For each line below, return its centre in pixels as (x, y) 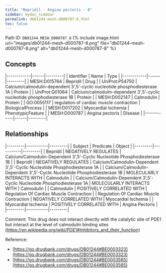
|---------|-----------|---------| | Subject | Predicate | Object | (69, 146)
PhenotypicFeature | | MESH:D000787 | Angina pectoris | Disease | (74, 113)
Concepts (21, 64)
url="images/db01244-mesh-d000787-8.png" (52, 43)
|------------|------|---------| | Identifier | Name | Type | (63, 76)
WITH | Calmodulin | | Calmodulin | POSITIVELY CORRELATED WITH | (76, 188)
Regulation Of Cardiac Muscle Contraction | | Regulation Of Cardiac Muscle (82, 194)
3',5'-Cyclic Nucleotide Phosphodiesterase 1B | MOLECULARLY (94, 172)
